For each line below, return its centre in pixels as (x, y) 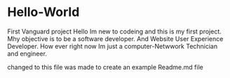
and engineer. (27, 54)
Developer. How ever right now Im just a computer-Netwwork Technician (113, 46)
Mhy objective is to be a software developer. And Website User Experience (115, 38)
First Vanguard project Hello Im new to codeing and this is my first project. (115, 31)
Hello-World (43, 12)
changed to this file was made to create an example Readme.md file (105, 67)
